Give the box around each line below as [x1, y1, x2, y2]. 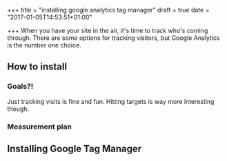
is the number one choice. [7, 41, 81, 49]
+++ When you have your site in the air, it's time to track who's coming [7, 27, 208, 34]
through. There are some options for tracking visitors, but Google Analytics [7, 34, 220, 42]
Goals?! [7, 82, 34, 92]
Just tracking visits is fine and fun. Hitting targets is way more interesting [7, 97, 215, 105]
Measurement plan [7, 122, 72, 131]
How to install [7, 61, 68, 73]
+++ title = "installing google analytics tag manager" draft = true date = [7, 6, 210, 14]
